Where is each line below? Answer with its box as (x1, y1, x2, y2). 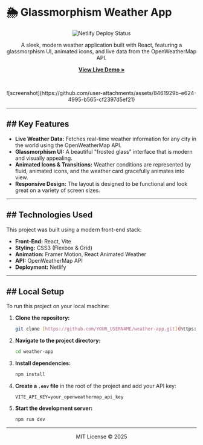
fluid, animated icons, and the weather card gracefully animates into (14, 167, 185, 174)
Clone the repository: (14, 314, 70, 321)
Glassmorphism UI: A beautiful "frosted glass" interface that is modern (14, 148, 193, 155)
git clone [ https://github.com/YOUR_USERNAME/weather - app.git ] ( (14, 326, 181, 332)
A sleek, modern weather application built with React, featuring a (21, 41, 182, 48)
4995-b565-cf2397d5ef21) (68, 96, 135, 103)
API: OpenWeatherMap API (14, 257, 83, 264)
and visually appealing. (14, 154, 72, 162)
